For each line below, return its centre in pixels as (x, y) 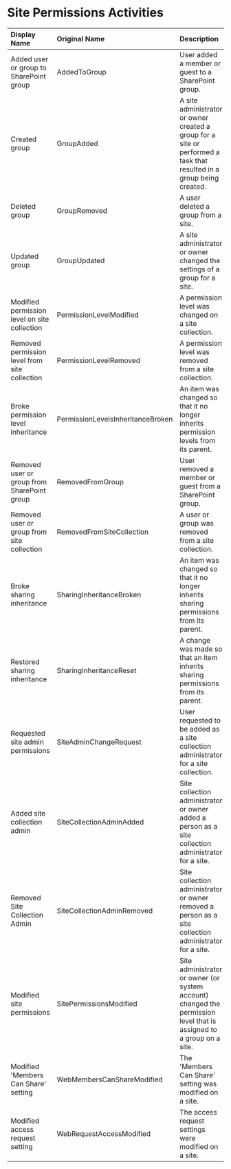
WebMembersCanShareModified (110, 1079)
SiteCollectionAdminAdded (100, 822)
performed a (200, 152)
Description (199, 39)
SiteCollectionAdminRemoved (105, 911)
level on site (30, 319)
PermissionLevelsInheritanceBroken (115, 419)
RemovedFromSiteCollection (103, 532)
